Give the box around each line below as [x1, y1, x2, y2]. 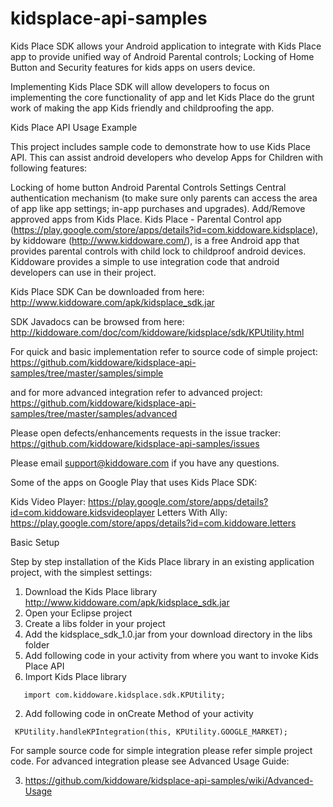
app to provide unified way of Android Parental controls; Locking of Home [10, 50, 315, 62]
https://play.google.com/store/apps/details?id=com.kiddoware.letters [10, 517, 297, 529]
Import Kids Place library [24, 670, 127, 682]
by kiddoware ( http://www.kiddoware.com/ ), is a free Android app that [10, 234, 300, 246]
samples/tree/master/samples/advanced [10, 407, 178, 419]
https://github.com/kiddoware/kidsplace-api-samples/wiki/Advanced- [24, 774, 314, 786]
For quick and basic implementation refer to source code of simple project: [10, 345, 318, 357]
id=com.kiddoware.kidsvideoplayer [10, 506, 155, 518]
